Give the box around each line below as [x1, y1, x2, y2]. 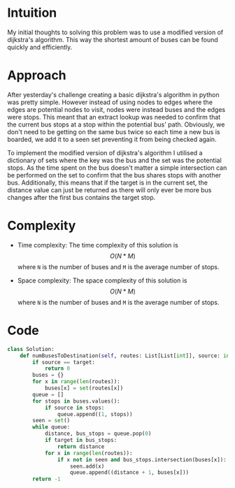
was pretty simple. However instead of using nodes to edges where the [7, 98, 213, 106]
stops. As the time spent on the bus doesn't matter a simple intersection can [7, 163, 227, 172]
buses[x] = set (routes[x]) [44, 385, 124, 392]
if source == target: [32, 359, 96, 366]
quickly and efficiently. [7, 43, 73, 51]
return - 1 [32, 475, 61, 483]
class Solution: [7, 345, 55, 352]
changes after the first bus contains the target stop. [7, 193, 156, 201]
